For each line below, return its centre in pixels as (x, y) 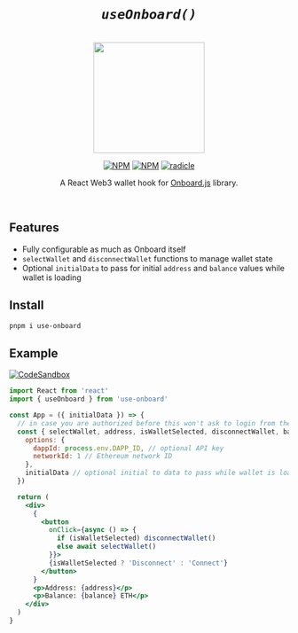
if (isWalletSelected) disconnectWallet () (136, 538)
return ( (33, 497)
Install (27, 305)
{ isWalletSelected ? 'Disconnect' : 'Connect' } (138, 563)
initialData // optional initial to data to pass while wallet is (150, 473)
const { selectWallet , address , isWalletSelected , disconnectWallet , (148, 432)
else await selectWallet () (106, 547)
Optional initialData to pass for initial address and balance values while (153, 268)
